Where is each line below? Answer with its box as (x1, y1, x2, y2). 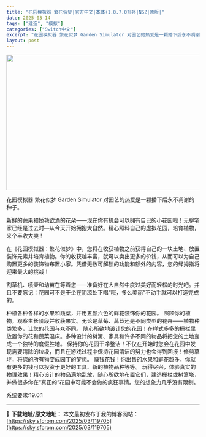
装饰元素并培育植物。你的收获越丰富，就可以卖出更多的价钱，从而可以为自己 (6, 253, 200, 260)
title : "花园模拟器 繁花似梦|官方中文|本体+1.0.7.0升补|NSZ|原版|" (6, 9, 165, 15)
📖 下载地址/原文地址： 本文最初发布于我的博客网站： (6, 411, 139, 417)
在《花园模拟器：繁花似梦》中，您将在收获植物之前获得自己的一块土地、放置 (6, 245, 200, 252)
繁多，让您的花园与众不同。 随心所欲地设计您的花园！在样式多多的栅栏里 (11, 325, 196, 332)
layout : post (6, 37, 40, 44)
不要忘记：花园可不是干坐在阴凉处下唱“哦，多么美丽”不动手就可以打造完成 (11, 289, 199, 296)
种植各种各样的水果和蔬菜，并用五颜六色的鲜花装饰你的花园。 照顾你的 (6, 309, 185, 317)
